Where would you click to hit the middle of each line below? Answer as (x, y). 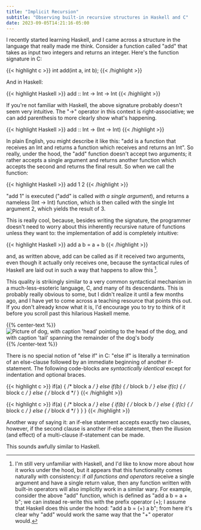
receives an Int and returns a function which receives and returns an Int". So (100, 148)
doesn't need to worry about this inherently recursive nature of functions (96, 227)
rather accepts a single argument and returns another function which (91, 160)
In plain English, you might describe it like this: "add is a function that (91, 141)
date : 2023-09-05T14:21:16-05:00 (48, 23)
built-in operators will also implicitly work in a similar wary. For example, (103, 489)
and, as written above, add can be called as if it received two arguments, (96, 256)
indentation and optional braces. (46, 375)
